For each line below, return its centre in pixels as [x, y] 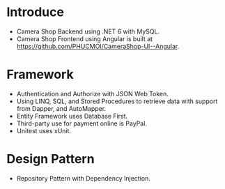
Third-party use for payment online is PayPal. [82, 123]
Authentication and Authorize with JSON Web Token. [92, 93]
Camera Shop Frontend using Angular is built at [85, 38]
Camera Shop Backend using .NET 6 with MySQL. [88, 31]
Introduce [35, 12]
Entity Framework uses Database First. [72, 116]
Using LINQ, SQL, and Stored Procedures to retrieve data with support [117, 101]
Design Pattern [51, 159]
